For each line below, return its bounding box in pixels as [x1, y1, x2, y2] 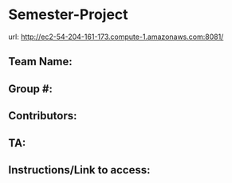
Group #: [8, 82, 53, 95]
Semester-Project [8, 6, 129, 24]
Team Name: [8, 55, 73, 68]
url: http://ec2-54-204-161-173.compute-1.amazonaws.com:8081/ [8, 32, 224, 41]
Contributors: [8, 109, 77, 123]
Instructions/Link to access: [8, 163, 151, 177]
